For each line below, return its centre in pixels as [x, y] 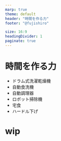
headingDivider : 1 [24, 36]
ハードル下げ [25, 111]
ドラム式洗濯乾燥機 [31, 81]
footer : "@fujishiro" [27, 23]
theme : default [20, 14]
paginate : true [20, 41]
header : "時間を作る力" [27, 18]
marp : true [16, 9]
